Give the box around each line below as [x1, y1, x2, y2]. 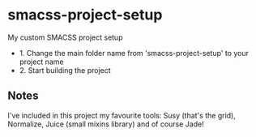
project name [19, 57, 64, 66]
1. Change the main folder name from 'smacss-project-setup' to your [19, 48, 249, 58]
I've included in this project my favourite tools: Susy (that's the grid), [7, 110, 236, 120]
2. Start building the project [19, 65, 111, 75]
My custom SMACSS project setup [7, 32, 123, 42]
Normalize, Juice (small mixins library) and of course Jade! [7, 119, 204, 129]
